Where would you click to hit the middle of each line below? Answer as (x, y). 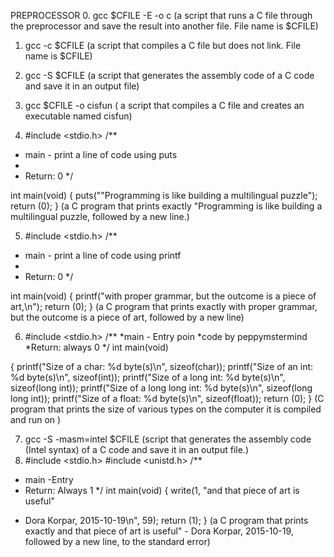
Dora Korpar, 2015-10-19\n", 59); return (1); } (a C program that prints (166, 520)
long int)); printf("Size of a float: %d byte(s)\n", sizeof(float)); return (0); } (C (167, 398)
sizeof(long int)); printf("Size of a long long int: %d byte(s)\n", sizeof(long (161, 388)
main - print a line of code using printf (103, 255)
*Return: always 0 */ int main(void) (96, 347)
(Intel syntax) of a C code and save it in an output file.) (136, 449)
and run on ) (36, 419)
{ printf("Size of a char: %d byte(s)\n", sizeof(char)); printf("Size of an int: (162, 366)
